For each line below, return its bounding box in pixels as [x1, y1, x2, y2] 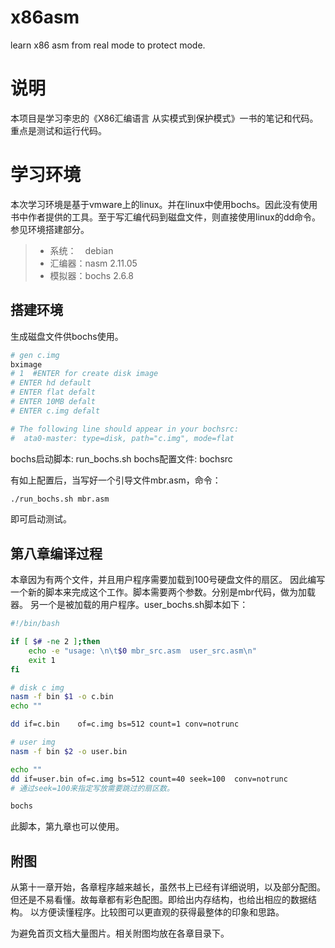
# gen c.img [10, 350, 60, 360]
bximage [10, 359, 43, 370]
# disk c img [10, 682, 65, 693]
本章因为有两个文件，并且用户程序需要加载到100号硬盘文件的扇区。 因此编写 [10, 574, 326, 586]
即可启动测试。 [10, 513, 72, 525]
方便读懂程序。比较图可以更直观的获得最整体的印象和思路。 [38, 906, 285, 918]
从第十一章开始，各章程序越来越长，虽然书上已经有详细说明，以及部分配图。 [10, 881, 326, 893]
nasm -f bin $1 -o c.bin [10, 692, 114, 702]
